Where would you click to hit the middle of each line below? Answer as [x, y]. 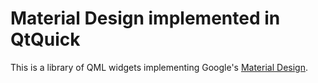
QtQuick [45, 39]
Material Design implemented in [145, 18]
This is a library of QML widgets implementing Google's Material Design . [159, 67]
